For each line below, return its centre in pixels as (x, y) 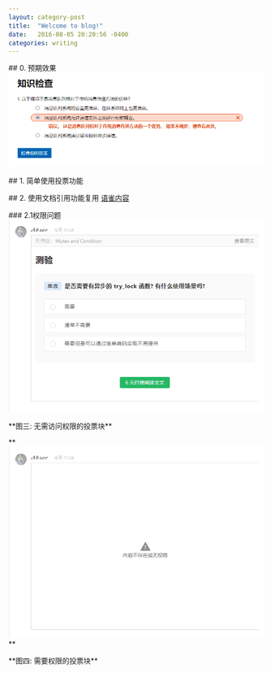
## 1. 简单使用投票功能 (46, 181)
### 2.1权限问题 (35, 215)
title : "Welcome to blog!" (56, 26)
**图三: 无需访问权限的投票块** (60, 426)
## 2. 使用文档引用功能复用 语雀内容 (69, 198)
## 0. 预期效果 (32, 68)
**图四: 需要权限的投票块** (54, 660)
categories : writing (43, 43)
